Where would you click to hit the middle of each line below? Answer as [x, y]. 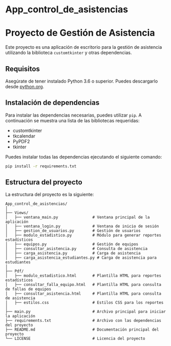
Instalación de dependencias [52, 103]
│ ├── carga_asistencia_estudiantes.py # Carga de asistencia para [81, 258]
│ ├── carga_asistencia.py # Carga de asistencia [73, 253]
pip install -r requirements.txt [41, 166]
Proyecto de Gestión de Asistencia [80, 33]
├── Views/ [17, 213]
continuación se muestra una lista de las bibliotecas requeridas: [72, 120]
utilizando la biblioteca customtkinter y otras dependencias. [69, 53]
